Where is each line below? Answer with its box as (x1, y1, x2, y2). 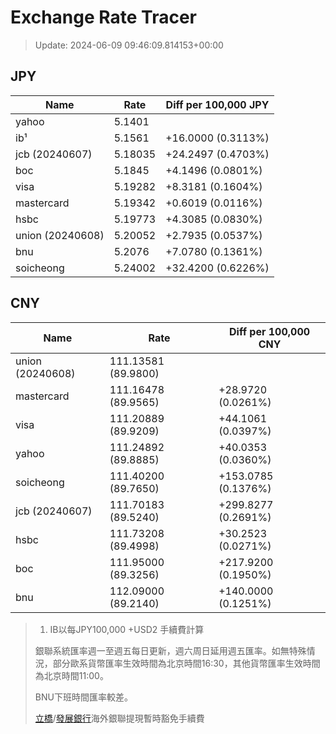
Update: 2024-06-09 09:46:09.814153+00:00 (34, 39, 224, 51)
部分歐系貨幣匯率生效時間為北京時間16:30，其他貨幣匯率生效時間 (52, 657, 321, 669)
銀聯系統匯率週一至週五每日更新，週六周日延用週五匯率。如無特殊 (34, 644, 307, 656)
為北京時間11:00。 (34, 669, 109, 681)
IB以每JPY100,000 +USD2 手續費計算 (49, 623, 205, 635)
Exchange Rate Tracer (10, 6, 198, 29)
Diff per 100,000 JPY (165, 97, 270, 111)
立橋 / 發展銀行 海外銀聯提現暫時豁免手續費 (34, 712, 205, 724)
